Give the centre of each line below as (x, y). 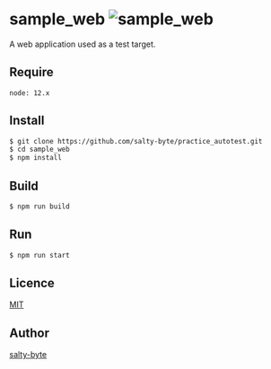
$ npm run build (39, 206)
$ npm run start (39, 255)
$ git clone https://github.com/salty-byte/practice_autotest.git (136, 141)
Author (29, 333)
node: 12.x (30, 93)
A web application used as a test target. (83, 44)
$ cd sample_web (39, 149)
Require (31, 72)
